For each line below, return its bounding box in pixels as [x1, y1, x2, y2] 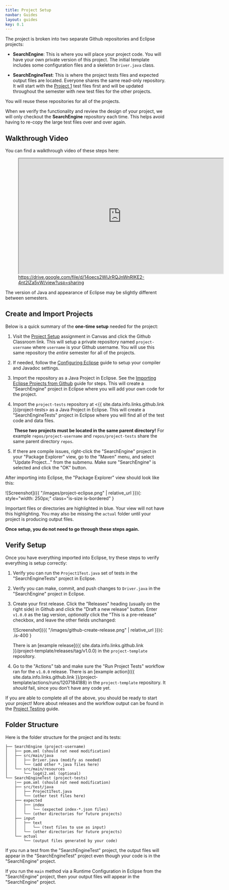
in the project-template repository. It [88, 679, 166, 686]
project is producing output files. [5, 516, 74, 522]
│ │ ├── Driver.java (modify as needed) [5, 757, 102, 762]
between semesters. [5, 295, 49, 301]
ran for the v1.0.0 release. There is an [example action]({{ [12, 668, 135, 674]
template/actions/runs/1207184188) [12, 679, 87, 686]
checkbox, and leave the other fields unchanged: [12, 617, 116, 623]
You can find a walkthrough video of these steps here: [5, 148, 120, 154]
